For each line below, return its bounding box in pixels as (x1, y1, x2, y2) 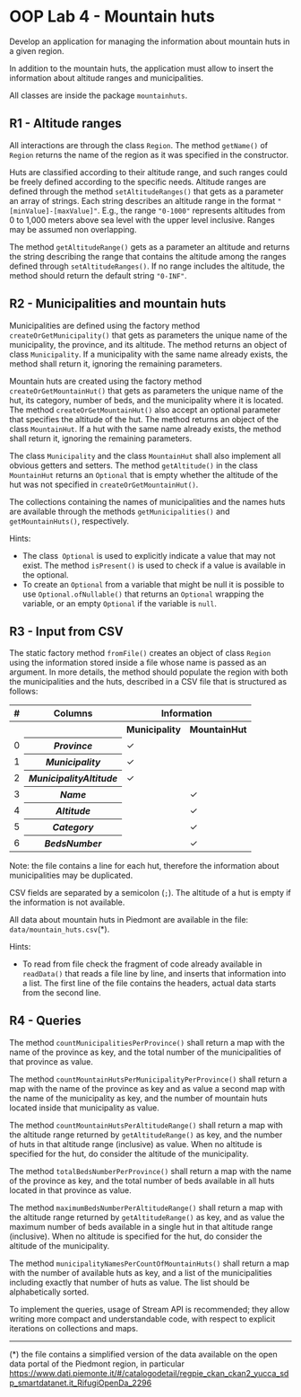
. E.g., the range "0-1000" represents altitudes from (97, 205, 286, 216)
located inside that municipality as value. (9, 1102, 159, 1113)
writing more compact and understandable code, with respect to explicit (9, 1313, 276, 1324)
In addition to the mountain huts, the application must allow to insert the (9, 63, 274, 74)
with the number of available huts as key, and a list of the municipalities (9, 1267, 272, 1278)
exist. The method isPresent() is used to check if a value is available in (21, 560, 286, 570)
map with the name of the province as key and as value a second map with (9, 1083, 285, 1093)
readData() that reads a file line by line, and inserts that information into (21, 968, 287, 978)
